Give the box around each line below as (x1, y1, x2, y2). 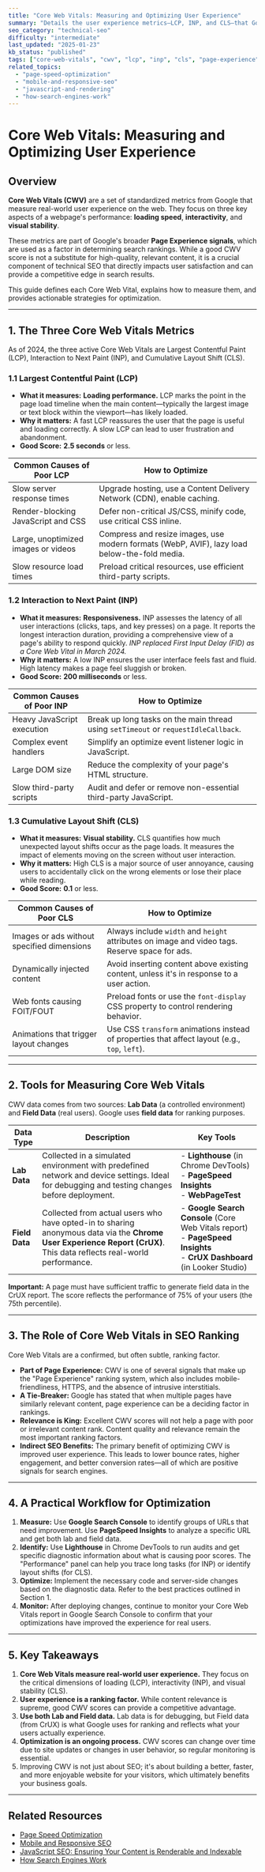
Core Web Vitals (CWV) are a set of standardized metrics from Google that (8, 195, 253, 206)
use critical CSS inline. (98, 515, 181, 526)
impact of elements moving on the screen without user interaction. (19, 850, 237, 859)
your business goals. (19, 1779, 88, 1788)
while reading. (19, 875, 66, 885)
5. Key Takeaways (8, 1648, 99, 1662)
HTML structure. (88, 768, 148, 779)
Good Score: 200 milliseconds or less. (19, 671, 147, 681)
